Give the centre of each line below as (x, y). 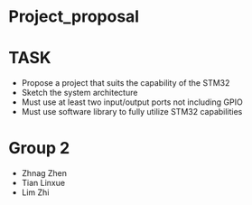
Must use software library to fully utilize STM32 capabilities (132, 112)
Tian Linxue (43, 183)
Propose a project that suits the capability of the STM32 (126, 83)
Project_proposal (74, 17)
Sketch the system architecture (79, 93)
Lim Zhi (35, 192)
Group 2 (39, 149)
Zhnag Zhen (44, 173)
